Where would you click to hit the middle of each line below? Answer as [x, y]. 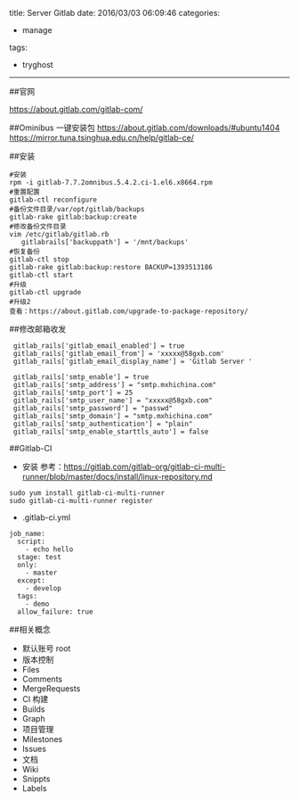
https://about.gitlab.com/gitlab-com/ [76, 109]
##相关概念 [30, 629]
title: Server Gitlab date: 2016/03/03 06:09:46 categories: [115, 13]
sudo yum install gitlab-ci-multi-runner [87, 493]
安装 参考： [43, 467]
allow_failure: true [55, 612]
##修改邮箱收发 [38, 329]
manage [37, 30]
